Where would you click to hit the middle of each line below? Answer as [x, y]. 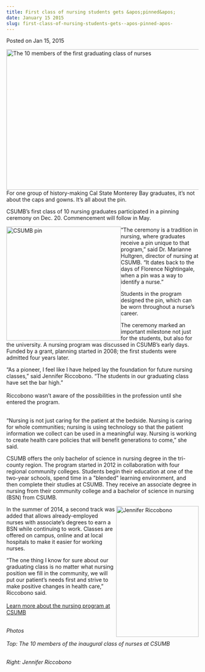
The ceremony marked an [153, 325]
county [15, 465]
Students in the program [151, 294]
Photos [15, 631]
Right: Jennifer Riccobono [39, 662]
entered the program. [33, 402]
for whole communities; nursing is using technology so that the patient [95, 427]
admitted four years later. [38, 358]
